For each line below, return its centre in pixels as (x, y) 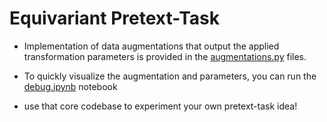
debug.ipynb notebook (70, 86)
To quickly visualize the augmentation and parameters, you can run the (170, 76)
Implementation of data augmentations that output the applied (151, 46)
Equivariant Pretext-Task (114, 18)
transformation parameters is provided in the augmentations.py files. (165, 56)
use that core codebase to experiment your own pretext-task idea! (160, 106)
